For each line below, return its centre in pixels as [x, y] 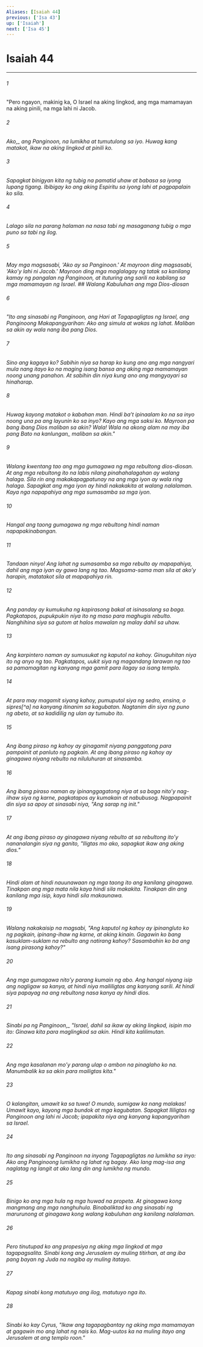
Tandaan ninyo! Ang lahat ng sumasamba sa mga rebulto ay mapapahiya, [99, 564]
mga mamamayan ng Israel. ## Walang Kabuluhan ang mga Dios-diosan [98, 284]
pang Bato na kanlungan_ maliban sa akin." [61, 433]
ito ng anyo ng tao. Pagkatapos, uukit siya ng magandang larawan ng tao [98, 661]
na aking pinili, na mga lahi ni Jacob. [51, 108]
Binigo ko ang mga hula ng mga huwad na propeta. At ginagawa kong [94, 1201]
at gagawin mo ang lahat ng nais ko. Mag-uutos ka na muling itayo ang [96, 1331]
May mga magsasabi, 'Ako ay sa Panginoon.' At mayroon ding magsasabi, [99, 265]
